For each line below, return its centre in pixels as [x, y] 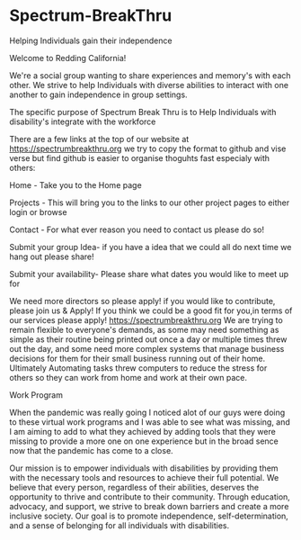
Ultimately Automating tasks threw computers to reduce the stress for [138, 368]
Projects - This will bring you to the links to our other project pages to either [150, 202]
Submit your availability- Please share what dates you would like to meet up [149, 274]
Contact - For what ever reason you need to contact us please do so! [137, 229]
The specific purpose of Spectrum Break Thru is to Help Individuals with [143, 112]
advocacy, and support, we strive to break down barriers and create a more [149, 506]
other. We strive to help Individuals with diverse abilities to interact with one [149, 85]
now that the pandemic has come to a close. [91, 450]
